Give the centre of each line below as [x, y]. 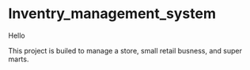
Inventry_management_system [112, 14]
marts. [19, 59]
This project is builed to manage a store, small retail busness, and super [125, 50]
